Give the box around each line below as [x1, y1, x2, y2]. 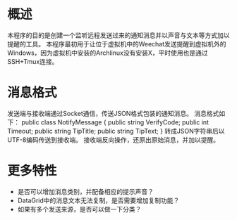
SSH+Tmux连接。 [7, 57, 59, 65]
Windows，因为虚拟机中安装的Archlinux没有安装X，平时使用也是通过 [7, 48, 208, 57]
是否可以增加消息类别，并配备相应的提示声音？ [17, 187, 154, 195]
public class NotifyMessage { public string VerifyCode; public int [20, 117, 209, 127]
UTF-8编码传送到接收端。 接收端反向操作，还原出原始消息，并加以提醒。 [7, 135, 220, 144]
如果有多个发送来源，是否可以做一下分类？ [17, 205, 142, 213]
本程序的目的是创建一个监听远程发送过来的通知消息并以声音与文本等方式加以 [7, 31, 230, 39]
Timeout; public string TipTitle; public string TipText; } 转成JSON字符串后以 [7, 127, 225, 135]
